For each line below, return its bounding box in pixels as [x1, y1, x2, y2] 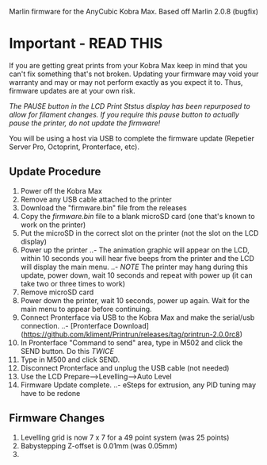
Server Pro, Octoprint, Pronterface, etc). [9, 142, 139, 152]
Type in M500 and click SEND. [20, 355, 120, 364]
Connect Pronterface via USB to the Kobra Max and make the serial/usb [20, 313, 255, 322]
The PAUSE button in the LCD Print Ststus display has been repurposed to [9, 101, 250, 110]
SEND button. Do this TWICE [20, 346, 114, 355]
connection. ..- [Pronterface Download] [20, 321, 150, 330]
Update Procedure [9, 165, 101, 179]
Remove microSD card [20, 287, 94, 297]
